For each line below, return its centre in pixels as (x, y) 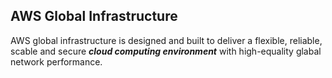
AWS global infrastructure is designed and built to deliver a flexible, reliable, (166, 40)
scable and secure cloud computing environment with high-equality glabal (166, 51)
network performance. (56, 61)
